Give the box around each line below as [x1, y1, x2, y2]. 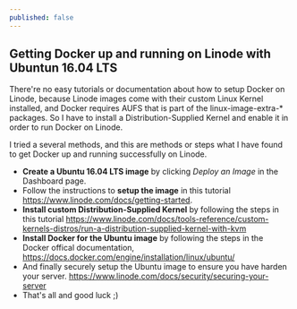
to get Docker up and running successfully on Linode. [9, 149, 208, 159]
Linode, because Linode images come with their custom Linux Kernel [9, 93, 264, 104]
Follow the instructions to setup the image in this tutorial [21, 185, 231, 196]
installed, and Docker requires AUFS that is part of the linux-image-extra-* [9, 103, 284, 114]
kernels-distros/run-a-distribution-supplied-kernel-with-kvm [21, 223, 247, 234]
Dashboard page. [21, 176, 87, 186]
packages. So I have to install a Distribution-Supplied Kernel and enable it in [9, 113, 289, 124]
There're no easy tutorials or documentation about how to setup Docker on [9, 84, 285, 95]
